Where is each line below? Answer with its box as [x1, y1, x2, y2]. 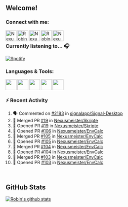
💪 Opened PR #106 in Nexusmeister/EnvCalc [12, 128, 104, 134]
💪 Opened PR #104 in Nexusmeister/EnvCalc [12, 149, 104, 155]
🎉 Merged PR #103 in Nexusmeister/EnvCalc [12, 154, 103, 160]
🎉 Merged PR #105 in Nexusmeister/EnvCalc [12, 133, 103, 139]
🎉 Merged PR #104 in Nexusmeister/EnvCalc [12, 143, 103, 149]
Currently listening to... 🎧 [5, 42, 70, 49]
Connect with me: [5, 19, 49, 26]
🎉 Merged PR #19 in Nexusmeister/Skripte [12, 117, 98, 123]
